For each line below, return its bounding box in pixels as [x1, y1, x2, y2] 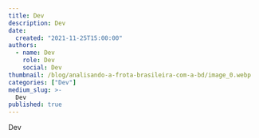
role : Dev [22, 57, 56, 65]
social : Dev [22, 64, 62, 72]
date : [8, 26, 26, 34]
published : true [8, 101, 62, 108]
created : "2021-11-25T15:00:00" [15, 34, 124, 42]
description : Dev [8, 19, 66, 27]
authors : [8, 41, 37, 49]
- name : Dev [15, 49, 56, 57]
